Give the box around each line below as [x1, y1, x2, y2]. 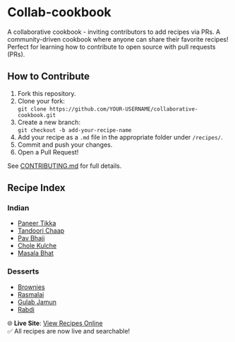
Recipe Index [7, 182, 66, 194]
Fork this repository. [17, 89, 76, 97]
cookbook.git [17, 111, 56, 118]
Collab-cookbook [7, 4, 112, 20]
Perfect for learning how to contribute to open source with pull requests [7, 42, 216, 51]
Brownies [17, 283, 45, 291]
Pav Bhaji [17, 234, 45, 243]
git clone [17, 105, 47, 113]
